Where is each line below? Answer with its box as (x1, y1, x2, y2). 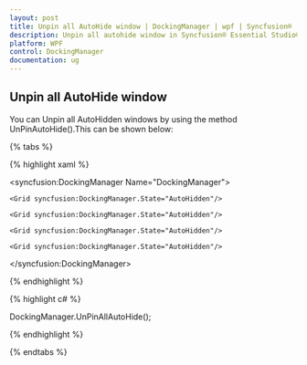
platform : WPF (9, 38, 64, 48)
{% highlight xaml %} (9, 159, 90, 170)
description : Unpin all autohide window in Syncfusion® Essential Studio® (9, 30, 301, 39)
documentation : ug (9, 56, 79, 65)
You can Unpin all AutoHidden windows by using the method (9, 113, 238, 124)
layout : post (9, 13, 59, 23)
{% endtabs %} (9, 346, 68, 357)
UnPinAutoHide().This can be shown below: (9, 123, 174, 134)
